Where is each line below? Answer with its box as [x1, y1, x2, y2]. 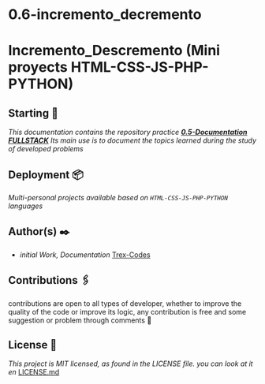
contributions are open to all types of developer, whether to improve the [8, 298, 242, 308]
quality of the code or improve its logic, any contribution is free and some [8, 307, 247, 316]
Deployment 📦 [8, 168, 84, 181]
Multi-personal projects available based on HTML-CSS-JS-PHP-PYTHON [8, 193, 229, 202]
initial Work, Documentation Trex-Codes [19, 250, 151, 259]
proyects [8, 58, 69, 76]
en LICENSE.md [8, 367, 60, 377]
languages [8, 201, 43, 211]
